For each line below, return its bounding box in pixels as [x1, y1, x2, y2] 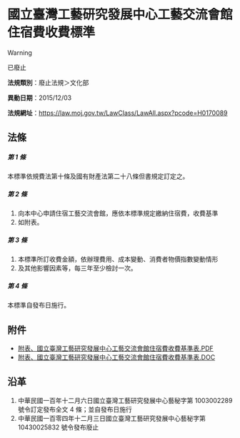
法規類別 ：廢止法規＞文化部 [7, 78, 89, 86]
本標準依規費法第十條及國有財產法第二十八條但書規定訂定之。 [7, 172, 189, 180]
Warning [7, 48, 32, 57]
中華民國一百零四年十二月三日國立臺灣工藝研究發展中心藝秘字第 [17, 414, 206, 422]
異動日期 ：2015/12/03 [7, 93, 72, 102]
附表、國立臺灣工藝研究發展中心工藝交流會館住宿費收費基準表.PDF [17, 344, 214, 353]
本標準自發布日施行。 [7, 301, 70, 310]
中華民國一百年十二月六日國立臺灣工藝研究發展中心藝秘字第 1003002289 [17, 396, 233, 404]
